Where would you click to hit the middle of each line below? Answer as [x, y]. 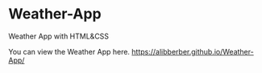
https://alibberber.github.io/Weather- [193, 51]
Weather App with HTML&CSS [59, 36]
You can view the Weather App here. [69, 51]
